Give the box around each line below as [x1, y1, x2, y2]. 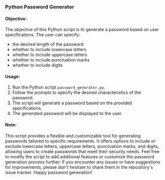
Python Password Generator [5, 3, 74, 10]
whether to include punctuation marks [12, 57, 90, 63]
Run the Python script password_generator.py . [12, 85, 105, 90]
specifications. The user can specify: [5, 32, 80, 38]
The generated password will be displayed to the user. [12, 111, 123, 117]
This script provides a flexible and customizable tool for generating [5, 133, 141, 139]
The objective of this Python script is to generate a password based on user [5, 27, 159, 32]
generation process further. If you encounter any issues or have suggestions [5, 159, 161, 165]
